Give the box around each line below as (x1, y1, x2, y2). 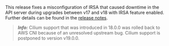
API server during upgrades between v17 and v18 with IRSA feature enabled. (5, 9, 164, 15)
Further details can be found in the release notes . (5, 15, 108, 20)
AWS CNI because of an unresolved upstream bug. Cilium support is (17, 30, 160, 35)
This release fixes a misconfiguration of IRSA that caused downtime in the (5, 4, 159, 10)
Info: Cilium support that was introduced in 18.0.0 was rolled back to (17, 24, 160, 30)
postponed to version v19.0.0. (17, 35, 80, 41)
